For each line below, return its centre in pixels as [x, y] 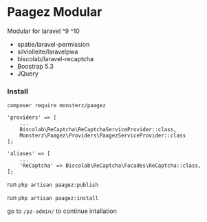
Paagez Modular [55, 12]
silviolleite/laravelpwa [47, 52]
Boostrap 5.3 [35, 66]
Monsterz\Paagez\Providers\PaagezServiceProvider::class [103, 136]
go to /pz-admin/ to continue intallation [62, 211]
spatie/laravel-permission [53, 44]
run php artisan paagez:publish [53, 185]
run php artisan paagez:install [53, 198]
